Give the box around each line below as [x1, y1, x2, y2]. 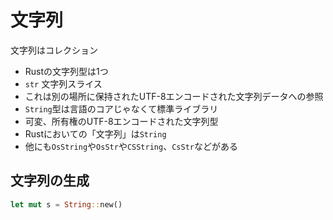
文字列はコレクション [10, 44, 98, 56]
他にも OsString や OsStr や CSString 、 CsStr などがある [24, 140, 238, 152]
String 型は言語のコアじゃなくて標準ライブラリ [24, 102, 219, 115]
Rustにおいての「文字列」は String [24, 127, 167, 140]
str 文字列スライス [24, 77, 103, 90]
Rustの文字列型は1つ [24, 65, 109, 77]
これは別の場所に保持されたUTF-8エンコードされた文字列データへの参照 [24, 90, 324, 102]
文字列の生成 [10, 172, 90, 190]
